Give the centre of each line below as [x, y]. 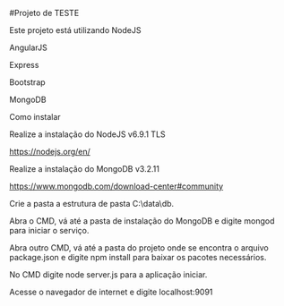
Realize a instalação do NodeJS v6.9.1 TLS [87, 134]
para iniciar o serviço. [49, 230]
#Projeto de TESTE [44, 13]
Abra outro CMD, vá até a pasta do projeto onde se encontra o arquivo [139, 248]
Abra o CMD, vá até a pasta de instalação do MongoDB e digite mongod [142, 221]
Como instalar [35, 117]
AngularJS [28, 47]
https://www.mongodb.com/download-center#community [116, 186]
